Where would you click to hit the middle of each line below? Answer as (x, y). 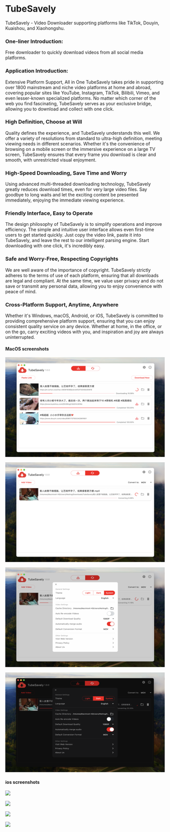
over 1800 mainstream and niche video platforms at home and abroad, (78, 87)
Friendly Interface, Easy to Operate (49, 213)
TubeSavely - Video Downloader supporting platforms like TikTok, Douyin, (82, 23)
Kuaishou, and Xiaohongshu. (35, 28)
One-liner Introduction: (34, 41)
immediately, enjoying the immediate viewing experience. (65, 200)
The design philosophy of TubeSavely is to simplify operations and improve (84, 224)
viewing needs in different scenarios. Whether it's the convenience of (78, 144)
